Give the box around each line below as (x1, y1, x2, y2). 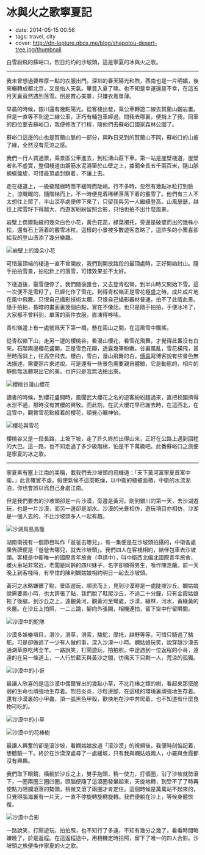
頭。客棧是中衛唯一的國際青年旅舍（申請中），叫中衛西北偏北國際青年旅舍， (6, 553, 196, 561)
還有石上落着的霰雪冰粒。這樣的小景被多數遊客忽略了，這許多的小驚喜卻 (16, 226, 199, 233)
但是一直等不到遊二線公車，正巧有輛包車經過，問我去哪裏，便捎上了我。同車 (6, 113, 199, 120)
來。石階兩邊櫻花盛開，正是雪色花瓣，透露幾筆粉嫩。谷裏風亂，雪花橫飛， (6, 344, 193, 352)
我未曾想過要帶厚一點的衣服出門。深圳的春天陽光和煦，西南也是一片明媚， (6, 77, 193, 84)
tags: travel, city (15, 32, 56, 40)
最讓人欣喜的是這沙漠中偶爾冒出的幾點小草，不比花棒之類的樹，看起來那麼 (6, 679, 193, 687)
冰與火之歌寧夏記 (6, 6, 93, 20)
